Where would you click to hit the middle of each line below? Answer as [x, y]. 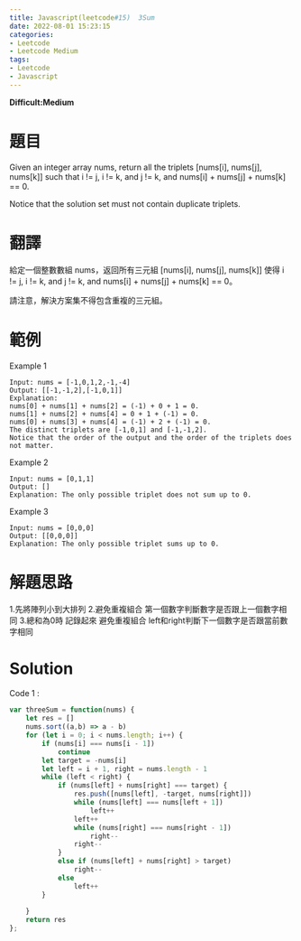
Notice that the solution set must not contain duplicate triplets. [125, 203]
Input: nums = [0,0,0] [52, 528]
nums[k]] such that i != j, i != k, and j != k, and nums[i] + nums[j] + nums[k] [148, 176]
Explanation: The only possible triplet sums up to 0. [114, 544]
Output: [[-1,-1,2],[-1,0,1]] [66, 390]
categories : [32, 34]
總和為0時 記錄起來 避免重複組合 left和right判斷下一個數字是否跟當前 [154, 620]
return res [46, 920]
